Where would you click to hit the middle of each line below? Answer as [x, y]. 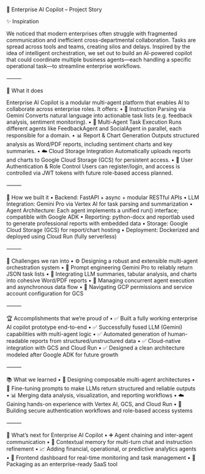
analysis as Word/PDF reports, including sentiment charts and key [89, 144]
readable [17, 341]
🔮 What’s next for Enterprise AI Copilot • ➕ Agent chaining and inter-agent [100, 435]
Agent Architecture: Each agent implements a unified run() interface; [93, 210]
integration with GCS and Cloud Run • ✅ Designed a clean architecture [95, 348]
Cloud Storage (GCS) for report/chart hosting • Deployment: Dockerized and [103, 230]
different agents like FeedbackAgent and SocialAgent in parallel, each [94, 128]
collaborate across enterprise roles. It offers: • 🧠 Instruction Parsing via [96, 109]
